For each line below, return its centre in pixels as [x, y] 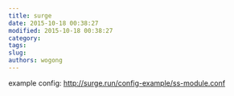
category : [25, 38]
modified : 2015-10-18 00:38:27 [61, 30]
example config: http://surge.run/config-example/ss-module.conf [117, 83]
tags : [17, 46]
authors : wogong [35, 61]
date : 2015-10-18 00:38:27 [53, 23]
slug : [17, 53]
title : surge [30, 16]
